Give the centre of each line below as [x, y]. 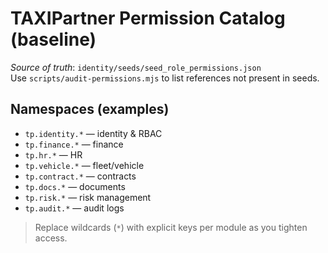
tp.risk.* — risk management [88, 197]
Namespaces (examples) [90, 109]
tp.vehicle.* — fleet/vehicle [84, 165]
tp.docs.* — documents [75, 186]
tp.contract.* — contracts [80, 176]
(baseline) [53, 39]
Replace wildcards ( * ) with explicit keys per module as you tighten [171, 227]
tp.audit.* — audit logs [74, 208]
